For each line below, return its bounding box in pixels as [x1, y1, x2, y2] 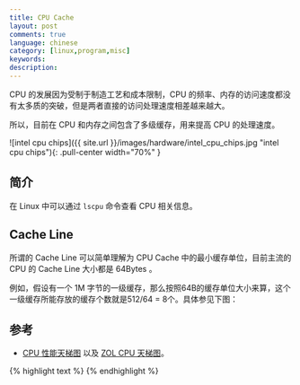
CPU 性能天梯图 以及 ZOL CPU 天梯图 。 [22, 347, 169, 359]
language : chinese [9, 38, 78, 48]
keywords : [9, 55, 47, 64]
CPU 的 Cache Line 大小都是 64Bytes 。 [9, 263, 157, 274]
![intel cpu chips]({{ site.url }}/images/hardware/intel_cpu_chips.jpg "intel [9, 136, 279, 148]
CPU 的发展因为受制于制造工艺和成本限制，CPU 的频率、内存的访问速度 [9, 89, 276, 100]
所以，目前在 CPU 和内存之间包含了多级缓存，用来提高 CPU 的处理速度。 [9, 118, 280, 130]
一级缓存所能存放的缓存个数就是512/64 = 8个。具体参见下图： [9, 293, 239, 304]
